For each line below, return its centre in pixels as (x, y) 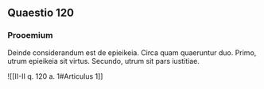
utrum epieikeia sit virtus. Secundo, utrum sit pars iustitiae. (104, 61)
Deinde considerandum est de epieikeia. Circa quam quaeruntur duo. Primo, (132, 52)
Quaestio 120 (41, 13)
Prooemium (30, 35)
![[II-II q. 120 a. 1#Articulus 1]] (55, 76)
